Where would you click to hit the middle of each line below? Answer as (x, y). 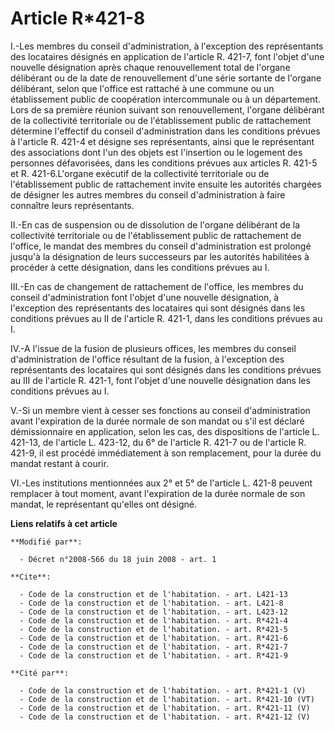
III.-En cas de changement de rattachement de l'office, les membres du (157, 286)
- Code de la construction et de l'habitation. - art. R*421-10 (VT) (167, 699)
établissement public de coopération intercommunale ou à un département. (165, 99)
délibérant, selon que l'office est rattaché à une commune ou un (142, 88)
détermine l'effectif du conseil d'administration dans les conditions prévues (165, 131)
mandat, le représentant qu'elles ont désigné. (103, 504)
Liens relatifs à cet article (64, 523)
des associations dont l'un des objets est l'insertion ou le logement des (156, 152)
